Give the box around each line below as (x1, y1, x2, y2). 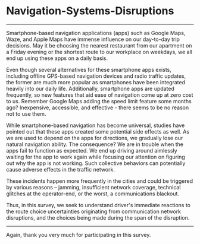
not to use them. (6, 110, 46, 117)
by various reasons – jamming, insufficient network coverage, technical (6, 183, 181, 191)
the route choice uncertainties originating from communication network (6, 208, 182, 215)
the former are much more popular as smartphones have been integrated (6, 78, 186, 85)
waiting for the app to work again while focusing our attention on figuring (6, 153, 186, 160)
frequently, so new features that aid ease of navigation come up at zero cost (6, 91, 193, 99)
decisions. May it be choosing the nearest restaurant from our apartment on (6, 42, 192, 49)
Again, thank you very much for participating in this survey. (6, 231, 151, 238)
